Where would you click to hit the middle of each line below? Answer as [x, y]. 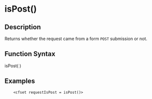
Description [23, 27]
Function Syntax [30, 54]
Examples [20, 81]
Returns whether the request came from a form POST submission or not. [76, 39]
